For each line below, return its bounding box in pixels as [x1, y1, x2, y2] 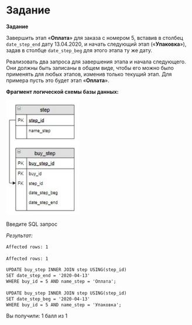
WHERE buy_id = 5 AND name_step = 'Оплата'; [6, 279, 116, 285]
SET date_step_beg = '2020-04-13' [6, 296, 91, 302]
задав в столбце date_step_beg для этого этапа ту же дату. [6, 46, 153, 53]
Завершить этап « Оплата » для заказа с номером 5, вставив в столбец [6, 34, 183, 41]
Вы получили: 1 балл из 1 [6, 312, 68, 320]
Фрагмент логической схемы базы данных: [6, 88, 119, 95]
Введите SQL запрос [6, 221, 57, 228]
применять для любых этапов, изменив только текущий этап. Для [6, 70, 172, 77]
